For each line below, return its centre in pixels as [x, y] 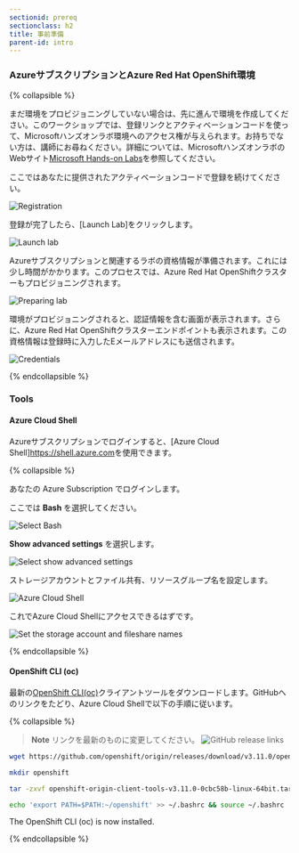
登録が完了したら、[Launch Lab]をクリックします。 [103, 224]
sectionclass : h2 [41, 26]
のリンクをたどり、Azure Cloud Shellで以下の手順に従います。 [123, 703]
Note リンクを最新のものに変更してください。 [115, 739]
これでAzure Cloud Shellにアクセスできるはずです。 [104, 616]
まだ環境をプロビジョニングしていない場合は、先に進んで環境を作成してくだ [149, 113]
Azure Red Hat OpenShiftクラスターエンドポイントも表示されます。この [156, 329]
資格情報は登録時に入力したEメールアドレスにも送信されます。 [125, 341]
